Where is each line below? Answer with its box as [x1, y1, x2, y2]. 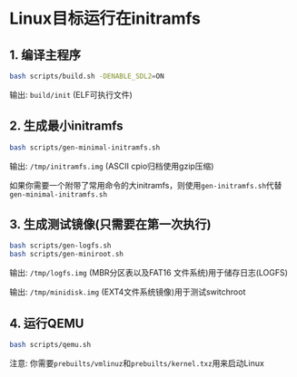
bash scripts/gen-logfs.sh [9, 241, 112, 250]
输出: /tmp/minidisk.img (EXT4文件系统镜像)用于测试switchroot [9, 286, 246, 297]
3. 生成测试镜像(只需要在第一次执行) [9, 217, 212, 232]
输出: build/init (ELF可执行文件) [9, 89, 134, 100]
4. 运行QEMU [9, 315, 84, 331]
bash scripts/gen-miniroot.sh [9, 250, 124, 259]
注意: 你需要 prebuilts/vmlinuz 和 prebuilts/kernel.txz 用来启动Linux [9, 357, 265, 368]
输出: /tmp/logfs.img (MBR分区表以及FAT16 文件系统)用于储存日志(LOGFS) [9, 267, 289, 278]
